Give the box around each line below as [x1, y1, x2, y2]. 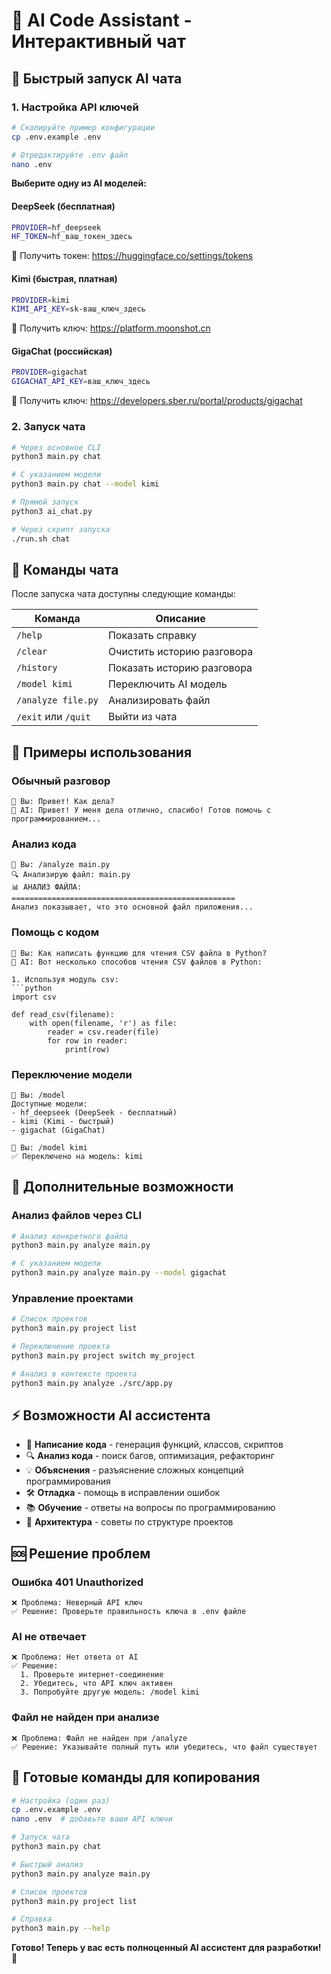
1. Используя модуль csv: [11, 974, 119, 984]
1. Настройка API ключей [11, 100, 139, 114]
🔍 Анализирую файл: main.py [11, 870, 131, 880]
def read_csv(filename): [11, 1009, 115, 1019]
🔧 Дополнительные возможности [11, 1179, 234, 1196]
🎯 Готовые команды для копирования [11, 1769, 261, 1786]
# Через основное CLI [11, 442, 102, 453]
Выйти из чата [107, 710, 178, 724]
